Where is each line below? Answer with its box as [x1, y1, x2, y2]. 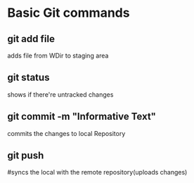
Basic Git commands [7, 5, 130, 21]
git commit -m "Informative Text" [7, 111, 157, 123]
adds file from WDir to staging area [7, 51, 109, 60]
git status [7, 72, 50, 83]
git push [7, 149, 44, 162]
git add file [7, 33, 55, 45]
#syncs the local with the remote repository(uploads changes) [7, 168, 188, 177]
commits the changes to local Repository [7, 129, 126, 137]
